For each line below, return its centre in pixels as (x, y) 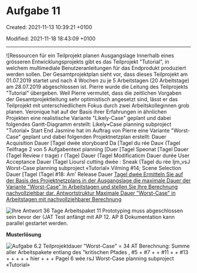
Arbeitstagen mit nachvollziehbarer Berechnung (64, 199)
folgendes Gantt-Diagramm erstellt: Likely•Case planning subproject (89, 124)
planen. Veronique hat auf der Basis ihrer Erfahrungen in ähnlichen (86, 111)
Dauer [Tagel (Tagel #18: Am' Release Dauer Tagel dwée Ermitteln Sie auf (95, 174)
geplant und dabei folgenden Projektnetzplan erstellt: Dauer (94, 136)
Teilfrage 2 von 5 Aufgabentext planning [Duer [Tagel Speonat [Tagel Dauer (97, 149)
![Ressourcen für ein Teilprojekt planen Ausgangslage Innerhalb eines (90, 55)
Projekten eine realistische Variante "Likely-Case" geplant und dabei (89, 118)
